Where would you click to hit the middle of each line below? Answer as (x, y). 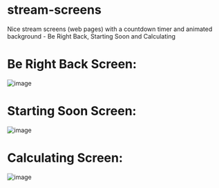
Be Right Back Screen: (72, 64)
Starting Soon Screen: (72, 111)
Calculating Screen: (65, 158)
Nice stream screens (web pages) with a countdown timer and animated (110, 29)
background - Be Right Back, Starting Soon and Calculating (92, 36)
